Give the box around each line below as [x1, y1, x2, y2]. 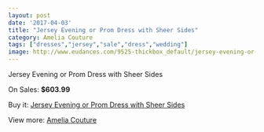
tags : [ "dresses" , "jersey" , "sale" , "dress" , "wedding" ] [8, 41, 189, 49]
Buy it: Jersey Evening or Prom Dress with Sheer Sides [8, 100, 185, 109]
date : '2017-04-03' [8, 19, 72, 27]
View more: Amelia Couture [8, 115, 97, 124]
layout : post [8, 11, 51, 20]
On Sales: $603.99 [8, 85, 71, 94]
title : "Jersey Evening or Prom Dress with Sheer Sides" [8, 26, 199, 34]
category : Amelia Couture [8, 33, 93, 42]
